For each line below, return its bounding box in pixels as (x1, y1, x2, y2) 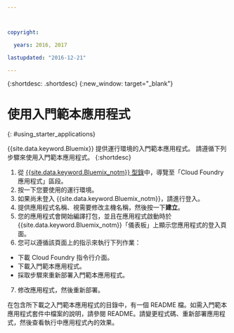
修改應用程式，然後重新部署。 (17, 286, 104, 294)
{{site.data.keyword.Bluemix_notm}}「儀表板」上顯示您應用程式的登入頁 (17, 221, 227, 229)
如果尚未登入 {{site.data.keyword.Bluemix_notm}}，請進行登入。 (17, 195, 204, 203)
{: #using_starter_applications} (7, 130, 96, 138)
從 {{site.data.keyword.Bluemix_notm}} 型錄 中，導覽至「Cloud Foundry (17, 168, 224, 176)
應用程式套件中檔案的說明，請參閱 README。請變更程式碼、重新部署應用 (7, 310, 220, 318)
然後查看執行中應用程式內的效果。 (19, 318, 118, 327)
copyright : (7, 29, 39, 36)
